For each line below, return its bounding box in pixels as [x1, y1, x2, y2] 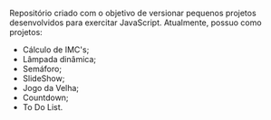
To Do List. [22, 102, 63, 112]
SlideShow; [22, 73, 65, 84]
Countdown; [22, 92, 70, 103]
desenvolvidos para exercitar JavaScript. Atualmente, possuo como [9, 17, 262, 28]
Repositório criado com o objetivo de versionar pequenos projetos [9, 8, 256, 18]
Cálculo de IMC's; [22, 44, 90, 55]
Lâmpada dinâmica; [22, 54, 97, 64]
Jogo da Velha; [22, 83, 80, 93]
